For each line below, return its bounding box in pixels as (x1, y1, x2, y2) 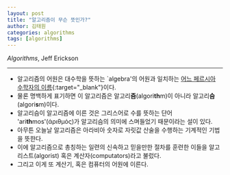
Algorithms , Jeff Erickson (7, 54, 79, 62)
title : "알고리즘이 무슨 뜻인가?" (7, 16, 91, 23)
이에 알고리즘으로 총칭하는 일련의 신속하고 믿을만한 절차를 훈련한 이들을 (16, 143, 207, 151)
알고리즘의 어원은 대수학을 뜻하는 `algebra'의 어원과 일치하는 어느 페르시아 (16, 75, 216, 83)
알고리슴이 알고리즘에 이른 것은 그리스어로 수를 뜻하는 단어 (16, 109, 173, 117)
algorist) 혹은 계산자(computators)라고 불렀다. (36, 152, 162, 160)
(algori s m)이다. (16, 100, 60, 109)
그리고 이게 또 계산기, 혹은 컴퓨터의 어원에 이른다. (16, 160, 149, 168)
